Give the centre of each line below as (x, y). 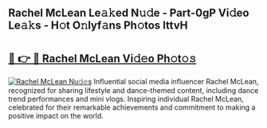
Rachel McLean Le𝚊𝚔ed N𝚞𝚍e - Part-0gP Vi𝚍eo (129, 13)
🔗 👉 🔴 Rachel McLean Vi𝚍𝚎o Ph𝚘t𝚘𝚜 (102, 58)
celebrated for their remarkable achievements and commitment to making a (132, 107)
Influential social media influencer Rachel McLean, (176, 81)
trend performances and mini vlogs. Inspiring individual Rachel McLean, (126, 99)
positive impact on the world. (56, 116)
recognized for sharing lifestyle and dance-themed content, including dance (133, 90)
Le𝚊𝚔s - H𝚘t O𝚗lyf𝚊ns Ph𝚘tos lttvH (98, 26)
